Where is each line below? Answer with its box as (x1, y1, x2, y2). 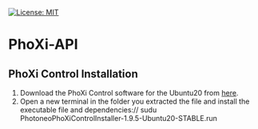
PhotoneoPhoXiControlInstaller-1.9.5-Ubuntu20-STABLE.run (19, 114, 218, 123)
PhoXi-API (8, 36, 78, 53)
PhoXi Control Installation (8, 67, 138, 80)
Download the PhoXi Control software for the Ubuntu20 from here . (19, 88, 239, 97)
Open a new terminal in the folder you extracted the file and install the (19, 96, 250, 106)
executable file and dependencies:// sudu (19, 105, 157, 115)
